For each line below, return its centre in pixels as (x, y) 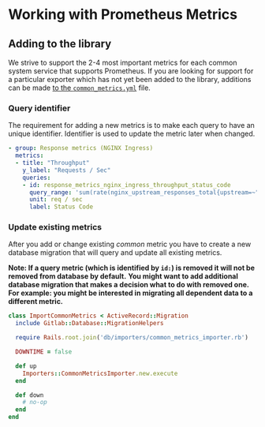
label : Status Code (61, 207)
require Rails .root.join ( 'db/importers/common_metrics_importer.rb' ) (132, 338)
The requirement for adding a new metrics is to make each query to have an (131, 125)
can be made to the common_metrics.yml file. (80, 88)
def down (30, 395)
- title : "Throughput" (52, 163)
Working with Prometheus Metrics (123, 15)
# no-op (35, 403)
